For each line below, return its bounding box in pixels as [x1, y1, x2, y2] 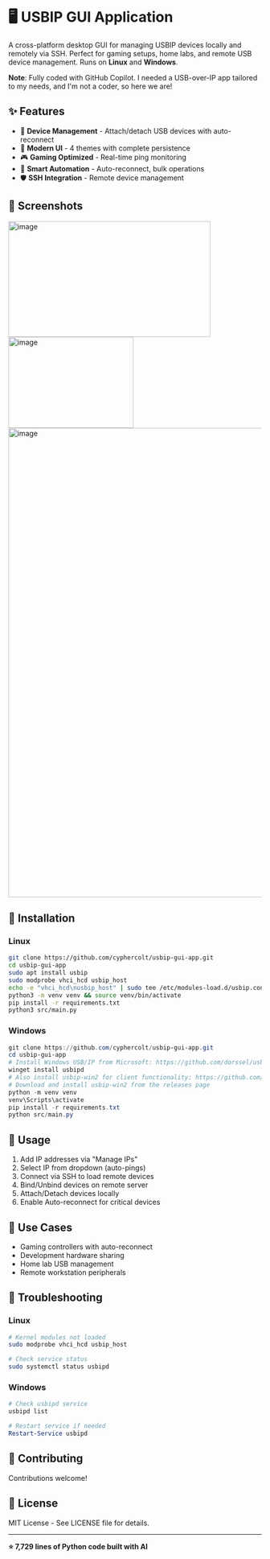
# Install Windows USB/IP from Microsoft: [8, 1058, 153, 1066]
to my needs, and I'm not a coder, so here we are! [8, 81, 173, 91]
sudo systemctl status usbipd [8, 1363, 110, 1371]
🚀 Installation [8, 911, 76, 925]
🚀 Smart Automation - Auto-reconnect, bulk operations [19, 163, 205, 173]
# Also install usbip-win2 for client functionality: [8, 1074, 193, 1082]
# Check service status [8, 1355, 88, 1363]
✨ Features [8, 105, 65, 118]
